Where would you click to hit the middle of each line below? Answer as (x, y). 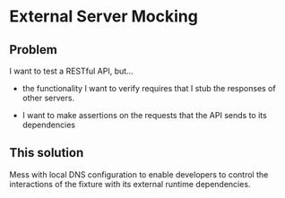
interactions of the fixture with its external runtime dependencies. (130, 184)
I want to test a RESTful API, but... (71, 71)
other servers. (48, 98)
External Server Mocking (104, 17)
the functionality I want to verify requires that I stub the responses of (149, 88)
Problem (34, 50)
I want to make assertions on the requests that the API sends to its (144, 115)
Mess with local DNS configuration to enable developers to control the (139, 174)
